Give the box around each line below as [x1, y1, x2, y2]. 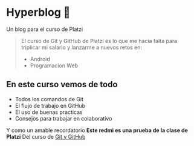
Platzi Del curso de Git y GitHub [6, 133, 86, 140]
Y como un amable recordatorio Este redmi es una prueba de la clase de [6, 127, 189, 134]
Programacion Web [30, 62, 79, 69]
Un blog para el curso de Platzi [6, 25, 83, 33]
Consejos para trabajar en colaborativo [15, 114, 112, 122]
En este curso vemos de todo [6, 79, 118, 90]
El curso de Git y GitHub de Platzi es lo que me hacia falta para [21, 37, 178, 44]
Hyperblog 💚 [6, 5, 71, 19]
